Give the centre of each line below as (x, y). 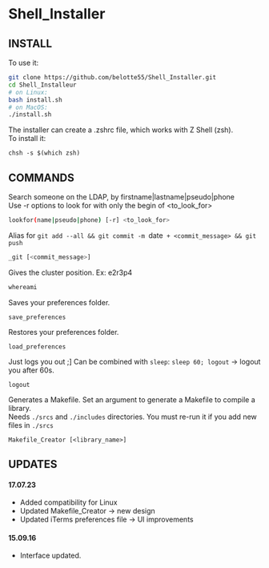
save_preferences (37, 317)
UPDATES (33, 464)
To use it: (24, 62)
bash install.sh (35, 100)
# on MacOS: (28, 107)
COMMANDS (41, 177)
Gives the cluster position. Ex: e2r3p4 (70, 272)
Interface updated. (50, 556)
